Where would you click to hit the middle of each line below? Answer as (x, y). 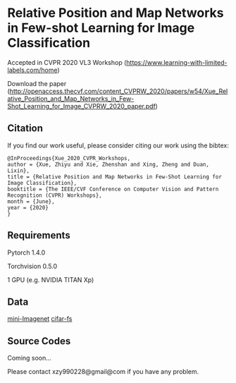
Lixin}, (19, 171)
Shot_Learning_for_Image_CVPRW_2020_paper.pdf (82, 106)
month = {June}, (31, 201)
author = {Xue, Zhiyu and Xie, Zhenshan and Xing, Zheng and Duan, (108, 164)
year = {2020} (28, 207)
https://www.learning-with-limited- (177, 62)
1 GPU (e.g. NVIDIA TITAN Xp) (51, 279)
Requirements (39, 235)
